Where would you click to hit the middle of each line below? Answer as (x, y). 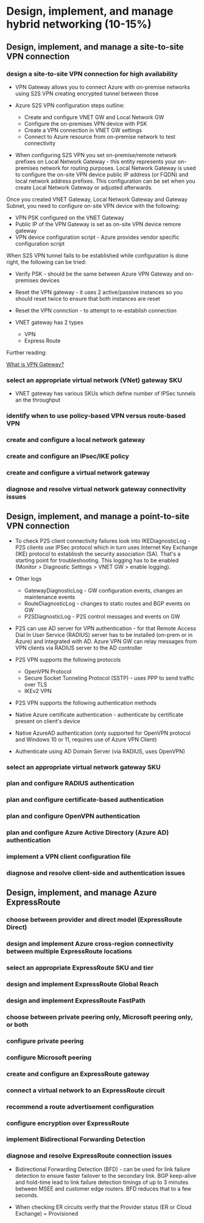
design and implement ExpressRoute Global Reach (83, 984)
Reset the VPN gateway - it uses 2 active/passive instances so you (99, 292)
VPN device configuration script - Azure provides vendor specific (97, 237)
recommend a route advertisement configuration (80, 1106)
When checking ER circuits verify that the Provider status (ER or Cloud (103, 1207)
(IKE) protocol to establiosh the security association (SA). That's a (98, 554)
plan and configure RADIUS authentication (70, 784)
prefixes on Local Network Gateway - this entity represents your (96, 161)
